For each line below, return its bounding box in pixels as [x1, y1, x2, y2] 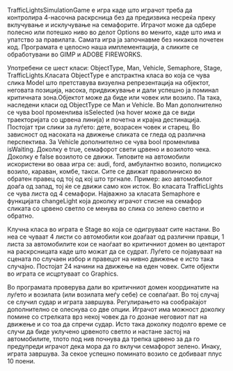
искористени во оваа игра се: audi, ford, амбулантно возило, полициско [7, 160, 222, 168]
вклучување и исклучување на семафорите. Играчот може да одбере [7, 21, 217, 29]
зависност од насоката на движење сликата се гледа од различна [7, 130, 206, 139]
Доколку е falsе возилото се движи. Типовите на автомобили [7, 152, 191, 161]
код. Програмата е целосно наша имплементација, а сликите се [7, 43, 199, 51]
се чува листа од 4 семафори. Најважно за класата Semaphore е [7, 189, 200, 198]
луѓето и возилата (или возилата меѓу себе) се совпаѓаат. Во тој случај [7, 290, 219, 299]
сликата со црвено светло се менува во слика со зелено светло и [7, 205, 204, 212]
